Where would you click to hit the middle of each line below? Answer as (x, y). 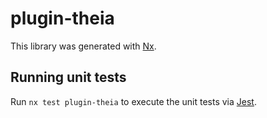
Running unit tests (68, 77)
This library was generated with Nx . (83, 46)
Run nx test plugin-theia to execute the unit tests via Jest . (133, 101)
